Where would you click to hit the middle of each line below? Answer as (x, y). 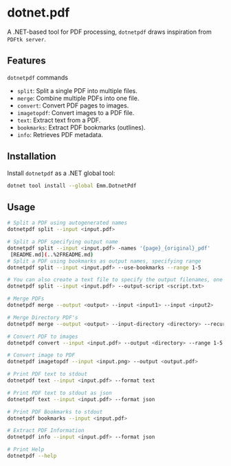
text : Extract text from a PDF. (59, 120)
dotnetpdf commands (38, 77)
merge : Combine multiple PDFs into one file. (78, 98)
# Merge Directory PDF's (43, 317)
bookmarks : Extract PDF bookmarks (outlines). (81, 127)
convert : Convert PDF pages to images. (73, 105)
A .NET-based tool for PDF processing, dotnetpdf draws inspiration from (109, 32)
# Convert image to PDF (41, 355)
